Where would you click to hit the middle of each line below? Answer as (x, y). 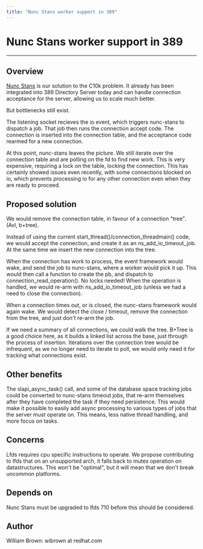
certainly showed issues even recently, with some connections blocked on (99, 172)
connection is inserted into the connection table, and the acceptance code (99, 135)
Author (20, 526)
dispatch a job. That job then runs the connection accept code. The (90, 129)
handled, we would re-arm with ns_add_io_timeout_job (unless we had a (96, 287)
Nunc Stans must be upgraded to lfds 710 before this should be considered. (100, 507)
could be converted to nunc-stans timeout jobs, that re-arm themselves (95, 395)
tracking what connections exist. (47, 355)
